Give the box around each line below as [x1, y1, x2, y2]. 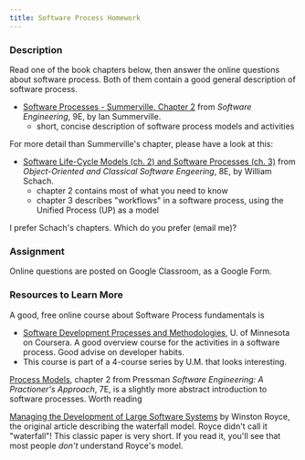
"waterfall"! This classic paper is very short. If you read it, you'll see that [9, 430, 281, 441]
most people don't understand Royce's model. [9, 440, 184, 451]
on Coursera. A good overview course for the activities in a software [22, 337, 280, 348]
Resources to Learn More [9, 288, 123, 301]
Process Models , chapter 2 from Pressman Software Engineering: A [9, 373, 264, 384]
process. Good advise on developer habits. [22, 346, 185, 357]
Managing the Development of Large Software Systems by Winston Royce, [9, 411, 290, 422]
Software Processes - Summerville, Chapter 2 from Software [22, 101, 252, 112]
